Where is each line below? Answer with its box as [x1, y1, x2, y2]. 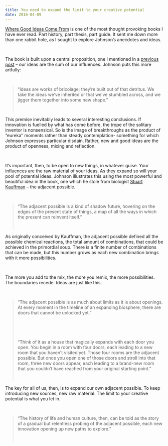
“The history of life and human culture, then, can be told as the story [17, 415, 159, 421]
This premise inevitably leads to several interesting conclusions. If [5, 116, 141, 122]
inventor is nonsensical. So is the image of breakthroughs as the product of [5, 127, 161, 133]
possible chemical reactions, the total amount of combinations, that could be [5, 239, 163, 245]
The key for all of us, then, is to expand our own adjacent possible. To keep [5, 385, 160, 391]
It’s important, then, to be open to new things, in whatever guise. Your [5, 162, 149, 168]
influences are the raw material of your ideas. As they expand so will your [5, 168, 157, 174]
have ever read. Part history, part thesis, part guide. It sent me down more [5, 31, 158, 37]
